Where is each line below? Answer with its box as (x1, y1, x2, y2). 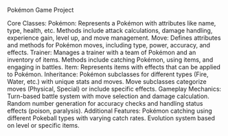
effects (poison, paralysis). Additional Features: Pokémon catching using (7, 106, 213, 115)
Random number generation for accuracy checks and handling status (7, 100, 203, 107)
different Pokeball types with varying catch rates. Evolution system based (7, 114, 215, 122)
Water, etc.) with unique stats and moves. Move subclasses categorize (7, 78, 207, 85)
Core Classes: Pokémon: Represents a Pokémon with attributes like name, (7, 19, 216, 27)
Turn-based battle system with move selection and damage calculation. (7, 92, 209, 100)
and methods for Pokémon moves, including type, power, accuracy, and (7, 41, 211, 49)
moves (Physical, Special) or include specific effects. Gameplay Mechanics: (7, 85, 222, 93)
